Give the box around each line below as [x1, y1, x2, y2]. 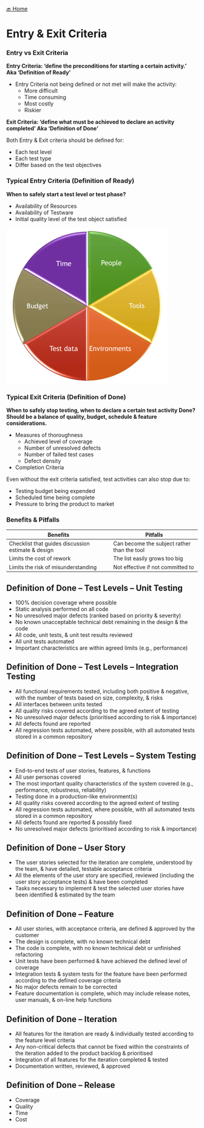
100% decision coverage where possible [15, 598, 117, 606]
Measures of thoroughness [15, 431, 83, 439]
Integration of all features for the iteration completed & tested [15, 1056, 169, 1063]
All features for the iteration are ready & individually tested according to [15, 1030, 194, 1037]
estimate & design [8, 547, 54, 554]
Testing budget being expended [15, 488, 95, 495]
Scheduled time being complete [15, 494, 95, 502]
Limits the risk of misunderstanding [8, 563, 97, 570]
